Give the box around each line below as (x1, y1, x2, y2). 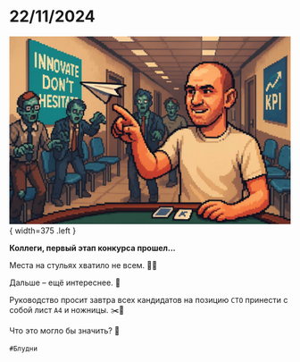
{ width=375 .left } (9, 225, 77, 236)
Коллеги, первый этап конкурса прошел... (9, 242, 176, 253)
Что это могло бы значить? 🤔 (9, 324, 121, 336)
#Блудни (9, 344, 38, 353)
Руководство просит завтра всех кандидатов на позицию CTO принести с (9, 294, 288, 305)
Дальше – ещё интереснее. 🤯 (9, 277, 121, 288)
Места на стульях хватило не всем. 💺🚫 (9, 259, 158, 270)
